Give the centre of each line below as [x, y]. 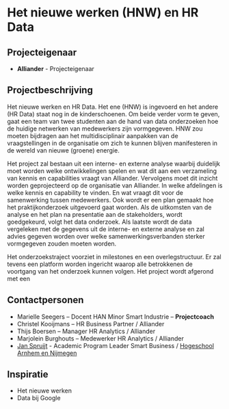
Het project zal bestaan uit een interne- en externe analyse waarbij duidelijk [114, 163]
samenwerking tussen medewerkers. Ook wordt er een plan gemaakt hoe [110, 200]
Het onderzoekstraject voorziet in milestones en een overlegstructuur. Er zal [114, 256]
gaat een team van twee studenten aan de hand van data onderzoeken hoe [113, 121]
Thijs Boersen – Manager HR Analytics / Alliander [86, 331]
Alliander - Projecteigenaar [55, 69]
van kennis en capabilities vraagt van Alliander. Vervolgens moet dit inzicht [112, 178]
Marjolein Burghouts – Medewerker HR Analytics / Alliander [100, 338]
